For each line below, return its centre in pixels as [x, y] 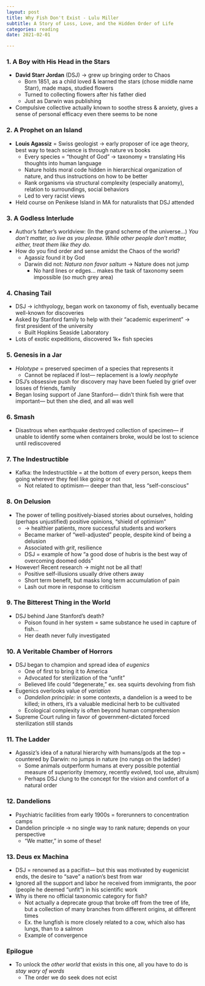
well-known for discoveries [50, 313]
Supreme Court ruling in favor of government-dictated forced [92, 717]
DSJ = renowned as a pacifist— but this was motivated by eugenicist [102, 870]
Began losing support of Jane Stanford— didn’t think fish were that [99, 394]
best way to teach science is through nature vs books [83, 150]
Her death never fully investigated [67, 635]
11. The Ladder [28, 739]
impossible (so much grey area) [73, 278]
